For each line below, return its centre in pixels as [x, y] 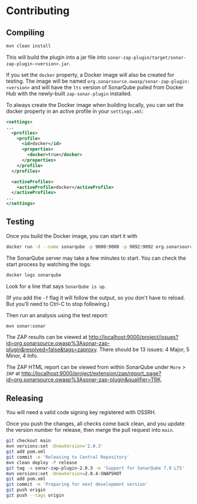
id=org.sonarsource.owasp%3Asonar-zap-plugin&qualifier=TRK [84, 379]
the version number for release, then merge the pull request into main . [90, 430]
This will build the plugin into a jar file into [56, 57]
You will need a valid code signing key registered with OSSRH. [81, 412]
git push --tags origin [35, 495]
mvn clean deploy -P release [42, 462]
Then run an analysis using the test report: [57, 315]
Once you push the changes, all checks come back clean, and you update [95, 424]
